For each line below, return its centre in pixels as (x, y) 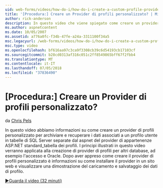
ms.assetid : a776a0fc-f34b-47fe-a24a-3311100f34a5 (57, 37)
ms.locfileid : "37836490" (31, 73)
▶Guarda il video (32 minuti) (33, 181)
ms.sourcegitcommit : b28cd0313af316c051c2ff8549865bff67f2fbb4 (70, 55)
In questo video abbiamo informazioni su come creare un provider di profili (80, 130)
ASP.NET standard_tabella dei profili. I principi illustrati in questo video (75, 145)
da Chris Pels (18, 120)
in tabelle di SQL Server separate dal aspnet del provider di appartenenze (78, 140)
